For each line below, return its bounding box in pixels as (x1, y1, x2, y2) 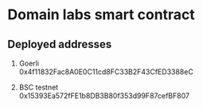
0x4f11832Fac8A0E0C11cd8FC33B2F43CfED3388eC (18, 67, 194, 77)
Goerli (18, 58, 40, 68)
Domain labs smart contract (7, 6, 196, 24)
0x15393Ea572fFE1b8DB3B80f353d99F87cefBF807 (18, 91, 190, 101)
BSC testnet (18, 82, 59, 92)
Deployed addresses (7, 38, 112, 51)
